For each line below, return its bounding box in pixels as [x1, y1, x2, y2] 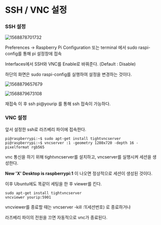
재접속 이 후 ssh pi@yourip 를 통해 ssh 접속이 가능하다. [5, 101, 111, 107]
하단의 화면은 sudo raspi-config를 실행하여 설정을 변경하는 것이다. [5, 71, 132, 77]
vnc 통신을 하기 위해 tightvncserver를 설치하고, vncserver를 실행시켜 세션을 [5, 154, 152, 159]
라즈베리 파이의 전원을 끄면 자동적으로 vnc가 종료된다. [5, 214, 108, 220]
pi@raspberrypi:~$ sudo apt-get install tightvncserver [5, 136, 121, 141]
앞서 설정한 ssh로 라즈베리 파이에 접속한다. [5, 126, 86, 132]
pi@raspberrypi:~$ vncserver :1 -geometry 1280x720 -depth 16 [5, 140, 134, 145]
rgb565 [31, 145, 45, 150]
